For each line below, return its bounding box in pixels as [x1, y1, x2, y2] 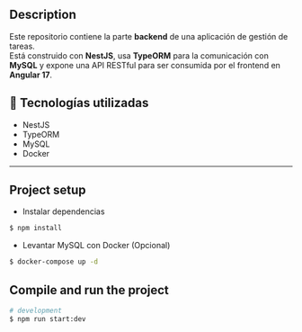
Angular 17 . [9, 69, 52, 80]
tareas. [9, 40, 36, 51]
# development [9, 306, 63, 315]
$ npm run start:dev [9, 314, 87, 323]
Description [9, 7, 76, 22]
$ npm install [9, 224, 63, 233]
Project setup [9, 183, 87, 198]
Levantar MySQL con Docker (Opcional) [22, 240, 171, 251]
